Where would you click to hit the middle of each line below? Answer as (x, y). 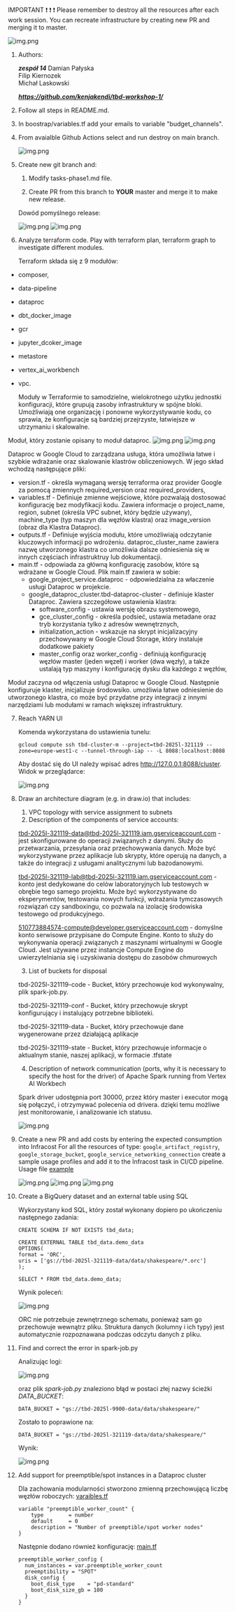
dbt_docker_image (45, 315)
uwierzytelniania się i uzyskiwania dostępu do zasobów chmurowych (117, 957)
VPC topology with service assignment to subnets (100, 812)
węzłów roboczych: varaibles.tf (63, 1496)
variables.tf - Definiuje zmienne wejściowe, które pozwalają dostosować (122, 497)
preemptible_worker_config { (60, 1559)
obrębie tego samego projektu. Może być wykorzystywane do (107, 892)
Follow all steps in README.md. (64, 110)
